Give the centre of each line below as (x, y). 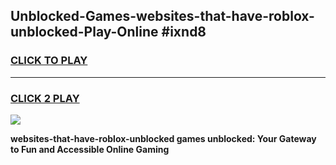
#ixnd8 (184, 32)
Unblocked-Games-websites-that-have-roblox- (162, 16)
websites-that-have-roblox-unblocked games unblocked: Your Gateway (163, 138)
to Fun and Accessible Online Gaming (90, 149)
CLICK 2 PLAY (45, 98)
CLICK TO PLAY (49, 61)
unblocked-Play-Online (84, 32)
